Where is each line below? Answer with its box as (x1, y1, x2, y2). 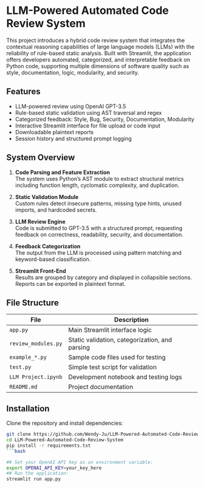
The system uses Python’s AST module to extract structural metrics (15, 175, 184, 182)
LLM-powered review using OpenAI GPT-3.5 (15, 103, 126, 110)
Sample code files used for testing (68, 353, 166, 362)
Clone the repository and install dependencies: (6, 419, 123, 427)
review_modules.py (9, 341, 63, 347)
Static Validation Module (15, 193, 79, 200)
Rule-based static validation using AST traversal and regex (15, 109, 162, 116)
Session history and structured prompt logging (15, 135, 132, 142)
